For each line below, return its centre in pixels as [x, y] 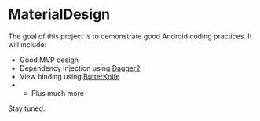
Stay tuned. [27, 108]
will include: [27, 44]
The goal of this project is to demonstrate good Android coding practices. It [130, 36]
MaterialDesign [59, 15]
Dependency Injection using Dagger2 [80, 68]
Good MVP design [49, 60]
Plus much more [58, 93]
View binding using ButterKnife [70, 76]
